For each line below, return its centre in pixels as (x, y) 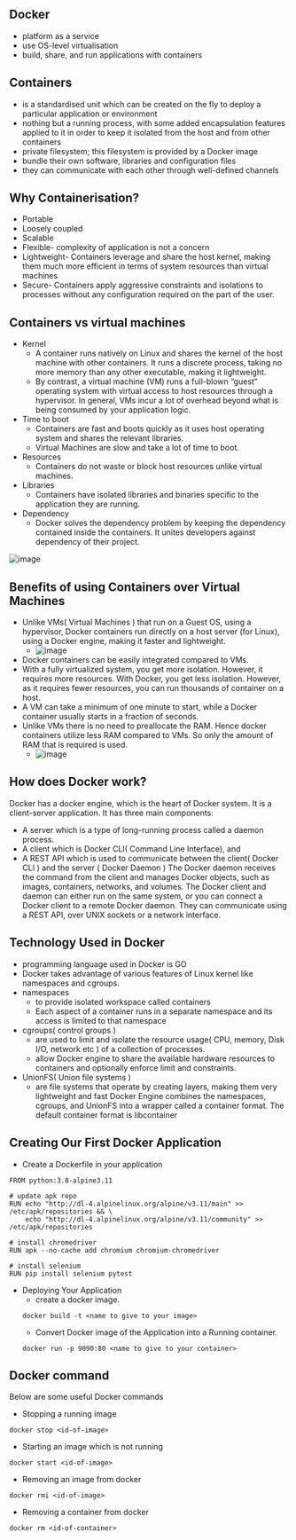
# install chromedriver (53, 1242)
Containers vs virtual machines (97, 322)
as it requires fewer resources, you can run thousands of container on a (153, 688)
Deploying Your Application (72, 1290)
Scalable (38, 238)
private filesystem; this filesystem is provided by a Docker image (140, 151)
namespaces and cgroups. (70, 983)
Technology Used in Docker (87, 943)
